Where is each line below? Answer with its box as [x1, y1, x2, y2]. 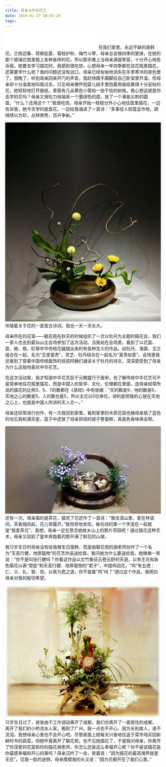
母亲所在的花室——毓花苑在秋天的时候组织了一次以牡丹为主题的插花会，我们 [5, 333, 161, 339]
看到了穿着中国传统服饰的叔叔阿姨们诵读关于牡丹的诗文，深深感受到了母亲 [9, 358, 161, 363]
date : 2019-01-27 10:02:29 [5, 13, 61, 18]
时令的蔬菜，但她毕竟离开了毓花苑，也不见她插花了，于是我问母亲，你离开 [9, 738, 161, 744]
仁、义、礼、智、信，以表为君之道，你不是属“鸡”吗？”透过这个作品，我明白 [5, 569, 158, 575]
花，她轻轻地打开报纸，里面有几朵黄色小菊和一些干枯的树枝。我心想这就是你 [5, 88, 161, 93]
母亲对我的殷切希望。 [5, 575, 48, 581]
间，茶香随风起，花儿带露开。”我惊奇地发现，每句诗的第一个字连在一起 [5, 521, 148, 527]
